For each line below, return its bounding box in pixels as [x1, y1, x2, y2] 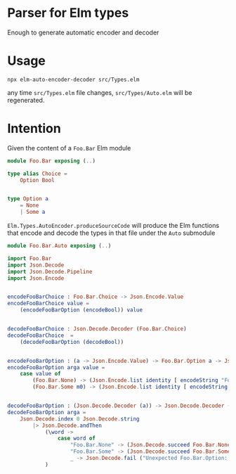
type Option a [7, 196, 49, 203]
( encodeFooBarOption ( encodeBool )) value [20, 307, 143, 314]
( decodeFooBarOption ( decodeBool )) [20, 338, 124, 345]
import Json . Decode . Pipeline [7, 268, 93, 275]
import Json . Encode [7, 274, 65, 282]
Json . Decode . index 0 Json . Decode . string [20, 415, 140, 423]
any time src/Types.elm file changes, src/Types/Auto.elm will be [7, 88, 192, 96]
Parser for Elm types [7, 5, 129, 21]
